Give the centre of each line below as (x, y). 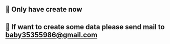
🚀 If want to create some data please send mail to (85, 27)
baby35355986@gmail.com (51, 35)
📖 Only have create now (44, 9)
